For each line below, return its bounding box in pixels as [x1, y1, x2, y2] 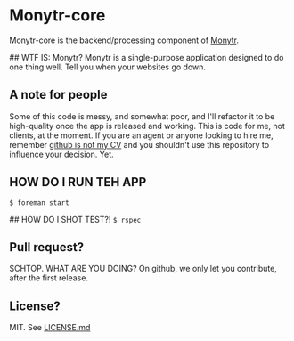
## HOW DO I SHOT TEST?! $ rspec [9, 214, 142, 224]
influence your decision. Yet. [9, 149, 114, 159]
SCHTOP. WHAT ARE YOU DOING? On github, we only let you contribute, [9, 264, 278, 274]
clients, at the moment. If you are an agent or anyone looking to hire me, [9, 130, 274, 141]
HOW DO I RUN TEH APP [9, 175, 147, 190]
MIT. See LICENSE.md [9, 322, 91, 333]
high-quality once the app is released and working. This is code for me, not [9, 120, 285, 131]
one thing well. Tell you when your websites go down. [9, 61, 207, 72]
